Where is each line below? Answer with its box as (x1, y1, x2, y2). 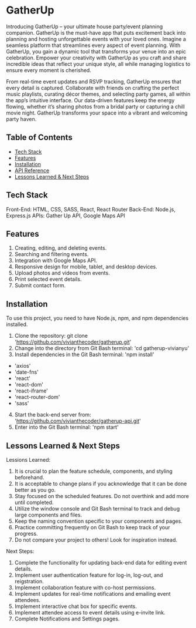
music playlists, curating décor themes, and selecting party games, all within (6, 90, 191, 98)
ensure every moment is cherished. (6, 66, 92, 73)
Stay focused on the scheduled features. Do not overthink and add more (14, 493, 189, 499)
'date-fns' (14, 368, 39, 376)
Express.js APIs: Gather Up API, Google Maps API (6, 212, 125, 219)
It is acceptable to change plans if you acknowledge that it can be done (14, 480, 187, 487)
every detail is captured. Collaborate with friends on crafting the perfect (6, 84, 180, 91)
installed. (6, 321, 28, 328)
